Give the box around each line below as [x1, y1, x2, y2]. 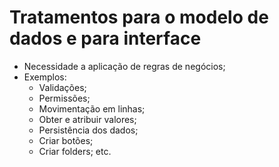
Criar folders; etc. [38, 145, 112, 157]
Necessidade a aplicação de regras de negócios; [23, 60, 226, 72]
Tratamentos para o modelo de [9, 6, 269, 29]
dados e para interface [9, 27, 202, 50]
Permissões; [38, 92, 91, 104]
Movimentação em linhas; [38, 102, 146, 115]
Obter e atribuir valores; [38, 113, 137, 125]
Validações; [38, 81, 87, 93]
